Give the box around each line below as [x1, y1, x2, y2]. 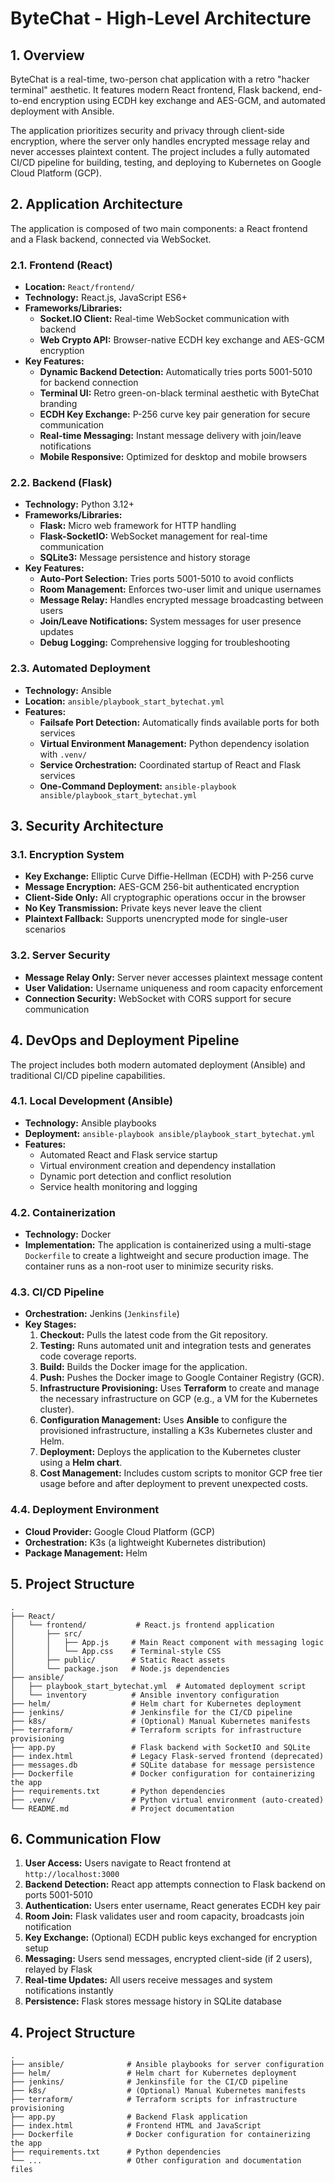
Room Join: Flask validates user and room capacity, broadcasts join [24, 1910, 305, 1922]
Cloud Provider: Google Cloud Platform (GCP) [24, 1525, 216, 1537]
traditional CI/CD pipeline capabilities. [10, 1069, 166, 1081]
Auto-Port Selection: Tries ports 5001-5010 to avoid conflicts [39, 573, 294, 585]
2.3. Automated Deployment [10, 662, 151, 676]
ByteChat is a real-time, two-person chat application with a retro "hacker [10, 73, 310, 85]
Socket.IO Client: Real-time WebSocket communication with [39, 313, 290, 325]
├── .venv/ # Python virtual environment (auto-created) [10, 1795, 325, 1805]
